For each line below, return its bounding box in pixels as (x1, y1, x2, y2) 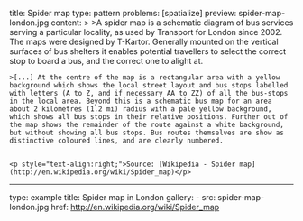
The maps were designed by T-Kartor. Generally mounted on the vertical (9, 36, 279, 47)
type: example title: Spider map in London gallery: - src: (9, 192, 216, 202)
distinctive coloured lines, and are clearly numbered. (9, 136, 224, 145)
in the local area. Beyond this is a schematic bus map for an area (9, 97, 272, 106)
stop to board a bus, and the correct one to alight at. (9, 56, 204, 66)
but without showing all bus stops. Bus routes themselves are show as (9, 128, 284, 137)
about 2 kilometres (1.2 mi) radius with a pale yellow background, (9, 105, 272, 114)
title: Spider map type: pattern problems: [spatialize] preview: (9, 8, 237, 18)
